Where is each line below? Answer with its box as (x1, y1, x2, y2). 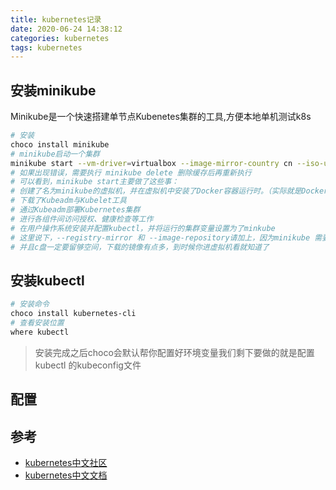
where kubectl (10, 327, 70, 337)
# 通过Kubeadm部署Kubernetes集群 (10, 205, 141, 215)
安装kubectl (10, 272, 85, 289)
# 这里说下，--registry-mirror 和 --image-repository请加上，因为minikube (10, 232, 311, 243)
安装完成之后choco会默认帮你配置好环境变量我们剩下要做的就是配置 (34, 346, 315, 358)
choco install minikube (10, 139, 110, 150)
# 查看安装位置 (10, 318, 65, 328)
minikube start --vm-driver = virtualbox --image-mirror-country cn (10, 158, 293, 168)
